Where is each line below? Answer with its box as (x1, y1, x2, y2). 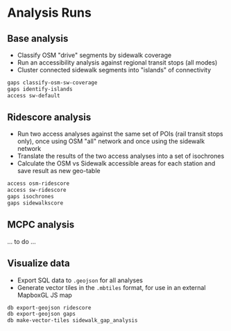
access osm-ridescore (7, 180, 70, 187)
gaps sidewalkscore (7, 200, 64, 207)
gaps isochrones (7, 193, 54, 200)
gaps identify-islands (7, 86, 73, 92)
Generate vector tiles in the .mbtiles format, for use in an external (17, 283, 206, 291)
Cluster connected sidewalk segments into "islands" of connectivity (17, 66, 212, 74)
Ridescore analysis (7, 111, 92, 123)
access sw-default (7, 92, 60, 99)
